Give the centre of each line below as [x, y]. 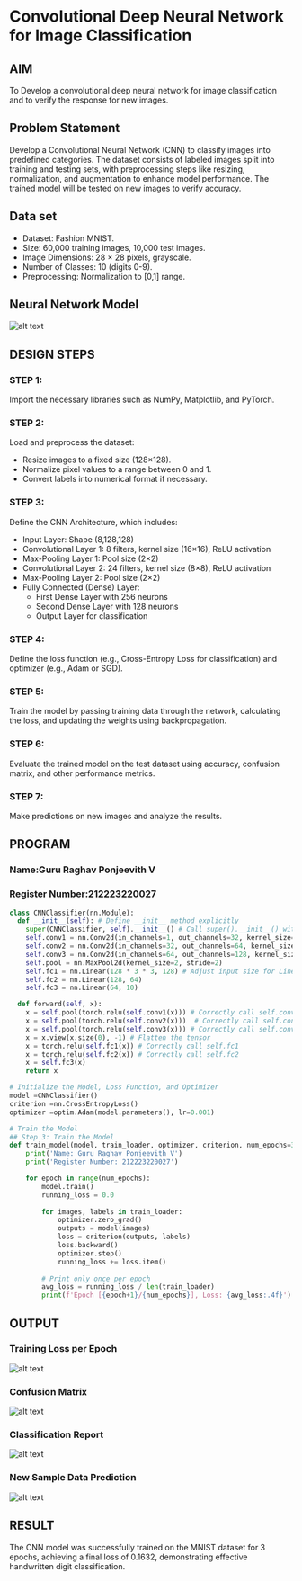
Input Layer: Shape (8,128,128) [78, 539]
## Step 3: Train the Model [62, 1137]
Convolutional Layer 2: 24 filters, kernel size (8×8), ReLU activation [147, 567]
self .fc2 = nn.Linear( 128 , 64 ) [84, 979]
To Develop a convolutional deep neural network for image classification [143, 90]
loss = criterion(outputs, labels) [124, 1237]
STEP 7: [27, 796]
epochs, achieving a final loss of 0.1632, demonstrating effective [129, 1557]
